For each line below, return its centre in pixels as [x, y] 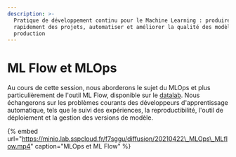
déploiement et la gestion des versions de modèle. [80, 118]
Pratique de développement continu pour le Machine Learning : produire [122, 20]
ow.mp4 [19, 146]
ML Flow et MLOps [62, 68]
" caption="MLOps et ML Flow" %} [81, 146]
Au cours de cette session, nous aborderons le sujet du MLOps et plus [109, 88]
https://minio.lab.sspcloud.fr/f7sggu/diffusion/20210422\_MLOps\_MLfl [125, 139]
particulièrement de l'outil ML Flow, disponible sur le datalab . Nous [104, 95]
